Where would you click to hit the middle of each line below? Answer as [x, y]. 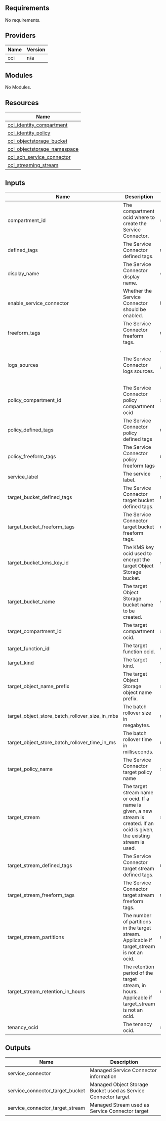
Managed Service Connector [123, 1070]
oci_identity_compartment [38, 125]
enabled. [133, 316]
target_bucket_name [31, 602]
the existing [136, 836]
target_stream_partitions [36, 937]
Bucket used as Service [117, 1090]
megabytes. [137, 725]
